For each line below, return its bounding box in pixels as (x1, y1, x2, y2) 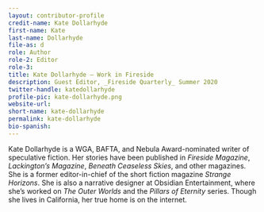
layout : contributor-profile (8, 11, 105, 20)
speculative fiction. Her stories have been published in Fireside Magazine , (8, 152, 251, 162)
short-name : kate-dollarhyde (8, 108, 105, 116)
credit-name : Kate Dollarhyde (8, 19, 109, 27)
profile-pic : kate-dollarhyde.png (8, 93, 123, 101)
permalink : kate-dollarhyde (8, 115, 101, 123)
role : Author (8, 48, 52, 56)
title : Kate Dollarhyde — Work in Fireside (8, 71, 155, 79)
